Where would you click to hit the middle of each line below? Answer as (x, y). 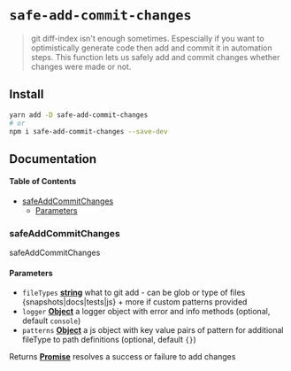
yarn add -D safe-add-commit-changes (79, 115)
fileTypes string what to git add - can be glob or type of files (134, 293)
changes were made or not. (81, 66)
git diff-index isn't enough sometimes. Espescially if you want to (147, 38)
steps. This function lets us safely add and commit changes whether (155, 57)
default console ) (51, 321)
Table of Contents (43, 182)
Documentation (53, 159)
